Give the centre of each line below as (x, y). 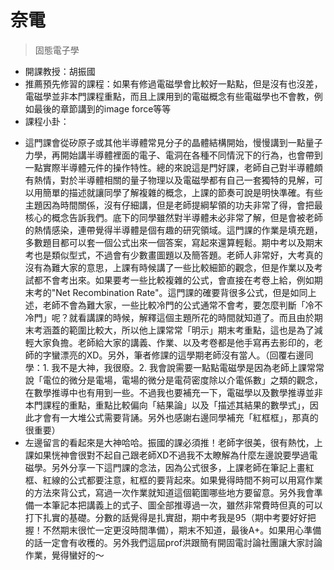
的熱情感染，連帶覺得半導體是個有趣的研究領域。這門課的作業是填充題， (173, 230)
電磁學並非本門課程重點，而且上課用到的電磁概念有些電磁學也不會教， (169, 96)
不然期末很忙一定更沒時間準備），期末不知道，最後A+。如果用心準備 (182, 530)
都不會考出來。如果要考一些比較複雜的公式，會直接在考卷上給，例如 (174, 280)
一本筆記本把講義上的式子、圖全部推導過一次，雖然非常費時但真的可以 (178, 505)
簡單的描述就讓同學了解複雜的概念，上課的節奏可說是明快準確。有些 (182, 192)
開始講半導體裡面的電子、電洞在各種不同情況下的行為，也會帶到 (191, 155)
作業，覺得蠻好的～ (64, 555)
